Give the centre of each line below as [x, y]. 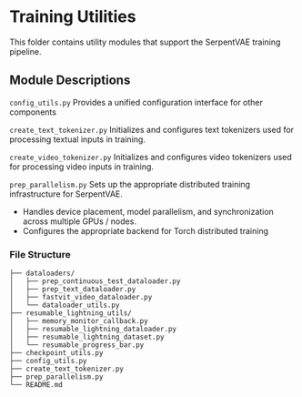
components [33, 112]
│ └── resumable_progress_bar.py [77, 345]
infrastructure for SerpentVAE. [66, 194]
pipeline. [25, 51]
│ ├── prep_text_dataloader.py [73, 290]
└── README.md [36, 385]
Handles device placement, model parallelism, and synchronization [148, 211]
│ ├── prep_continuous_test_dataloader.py [95, 281]
